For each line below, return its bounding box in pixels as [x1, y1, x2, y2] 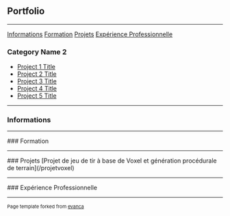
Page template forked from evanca [7, 203, 84, 211]
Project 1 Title [16, 63, 56, 71]
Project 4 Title [16, 85, 57, 93]
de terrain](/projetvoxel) [7, 164, 75, 172]
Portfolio [7, 5, 45, 17]
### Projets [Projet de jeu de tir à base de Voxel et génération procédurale [7, 157, 217, 165]
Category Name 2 [7, 47, 67, 57]
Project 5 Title [16, 92, 57, 100]
